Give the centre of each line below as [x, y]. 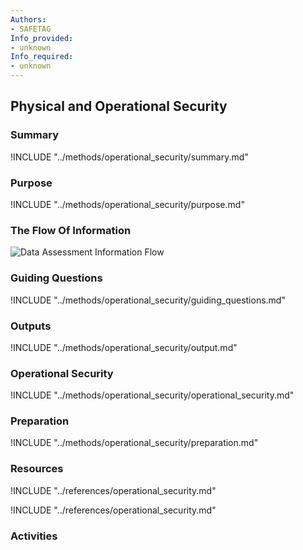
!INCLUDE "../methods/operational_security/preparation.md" [134, 443]
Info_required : [42, 57]
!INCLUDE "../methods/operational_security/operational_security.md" [152, 395]
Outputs [31, 326]
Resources [37, 469]
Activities [34, 536]
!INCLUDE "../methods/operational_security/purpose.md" [127, 204]
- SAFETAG [31, 29]
